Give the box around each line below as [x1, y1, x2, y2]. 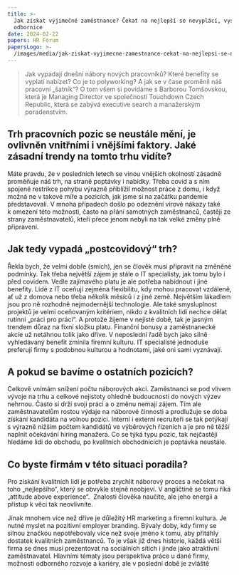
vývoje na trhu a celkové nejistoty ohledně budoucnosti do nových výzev [7, 393, 221, 401]
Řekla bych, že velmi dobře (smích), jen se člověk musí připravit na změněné [7, 261, 232, 271]
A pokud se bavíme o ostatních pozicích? [7, 366, 193, 378]
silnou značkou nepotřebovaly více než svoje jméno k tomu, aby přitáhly [7, 529, 219, 538]
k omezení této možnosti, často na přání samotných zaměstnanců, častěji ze [7, 207, 231, 216]
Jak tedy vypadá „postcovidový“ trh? [7, 243, 178, 255]
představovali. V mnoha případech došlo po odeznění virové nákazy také [7, 200, 221, 208]
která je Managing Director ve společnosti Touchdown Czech [24, 92, 204, 100]
